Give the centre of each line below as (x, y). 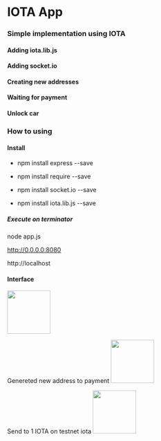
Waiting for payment (37, 97)
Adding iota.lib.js (32, 50)
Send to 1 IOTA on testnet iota (49, 431)
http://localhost (29, 263)
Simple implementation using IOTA (66, 34)
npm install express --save (55, 163)
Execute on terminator (40, 219)
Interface (21, 279)
